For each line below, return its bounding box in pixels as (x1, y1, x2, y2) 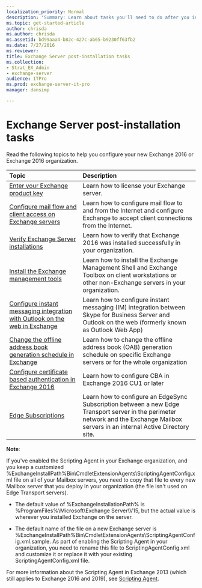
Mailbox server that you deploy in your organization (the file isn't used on (6, 482, 188, 489)
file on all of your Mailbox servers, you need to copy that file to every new (13, 476, 197, 483)
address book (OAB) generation (82, 343, 173, 351)
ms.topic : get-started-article (6, 20, 85, 26)
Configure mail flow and (9, 202, 77, 211)
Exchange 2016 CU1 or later (82, 379, 164, 387)
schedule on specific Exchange (82, 350, 171, 359)
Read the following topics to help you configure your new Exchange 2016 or (6, 151, 194, 158)
